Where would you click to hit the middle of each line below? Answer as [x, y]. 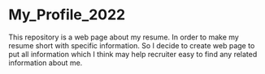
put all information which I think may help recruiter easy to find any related [133, 54]
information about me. [46, 63]
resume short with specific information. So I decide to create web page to [132, 45]
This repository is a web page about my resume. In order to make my [124, 37]
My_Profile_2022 [67, 15]
